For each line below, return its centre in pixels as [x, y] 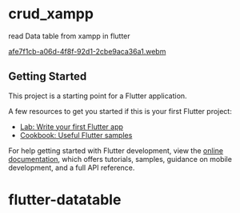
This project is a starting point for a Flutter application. [98, 96]
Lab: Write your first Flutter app [72, 126]
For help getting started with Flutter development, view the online [116, 150]
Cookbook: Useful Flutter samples [76, 135]
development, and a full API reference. [72, 168]
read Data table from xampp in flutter [69, 36]
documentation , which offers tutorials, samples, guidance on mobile [120, 159]
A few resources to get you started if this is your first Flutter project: [120, 111]
